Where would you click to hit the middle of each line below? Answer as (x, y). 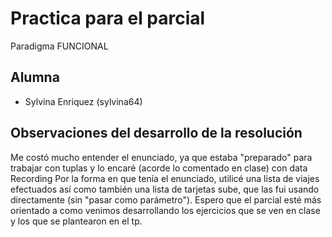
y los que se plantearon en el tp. (76, 221)
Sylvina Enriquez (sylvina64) (83, 101)
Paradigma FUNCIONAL (59, 46)
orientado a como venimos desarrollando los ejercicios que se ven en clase (165, 210)
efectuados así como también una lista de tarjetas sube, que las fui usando (165, 189)
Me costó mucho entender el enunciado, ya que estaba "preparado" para (161, 157)
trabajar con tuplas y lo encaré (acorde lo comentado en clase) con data (159, 168)
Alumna (35, 77)
